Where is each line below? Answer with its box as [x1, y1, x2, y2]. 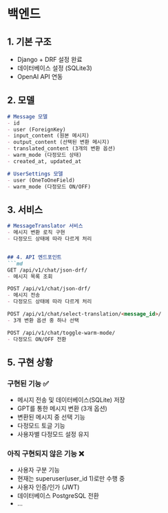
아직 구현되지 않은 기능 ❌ [7, 449, 85, 459]
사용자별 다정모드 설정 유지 [17, 430, 90, 439]
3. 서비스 [7, 204, 43, 215]
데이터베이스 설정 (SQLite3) [17, 64, 93, 72]
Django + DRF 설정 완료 [17, 56, 83, 63]
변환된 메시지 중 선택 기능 [17, 413, 86, 422]
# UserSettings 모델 [7, 170, 63, 177]
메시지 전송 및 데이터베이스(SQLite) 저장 [17, 396, 125, 404]
